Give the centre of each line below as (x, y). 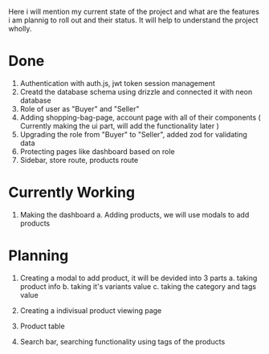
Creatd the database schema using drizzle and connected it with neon (136, 92)
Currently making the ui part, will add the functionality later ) (119, 126)
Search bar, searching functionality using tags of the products (122, 341)
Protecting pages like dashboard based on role (97, 151)
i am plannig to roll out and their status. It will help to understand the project (133, 20)
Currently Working (71, 193)
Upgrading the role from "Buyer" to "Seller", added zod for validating (133, 134)
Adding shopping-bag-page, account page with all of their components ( (140, 117)
